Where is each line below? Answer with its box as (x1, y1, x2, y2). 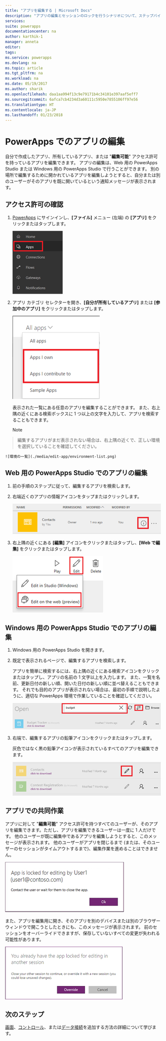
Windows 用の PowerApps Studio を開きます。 (12, 647, 107, 653)
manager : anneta (5, 40, 39, 45)
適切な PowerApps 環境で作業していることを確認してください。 (25, 693, 155, 699)
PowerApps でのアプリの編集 (5, 136, 125, 147)
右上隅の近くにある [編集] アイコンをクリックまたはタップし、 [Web (12, 540, 151, 546)
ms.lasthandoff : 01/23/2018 (5, 113, 63, 118)
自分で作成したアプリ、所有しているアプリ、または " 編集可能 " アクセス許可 (5, 154, 158, 160)
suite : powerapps (5, 24, 41, 29)
